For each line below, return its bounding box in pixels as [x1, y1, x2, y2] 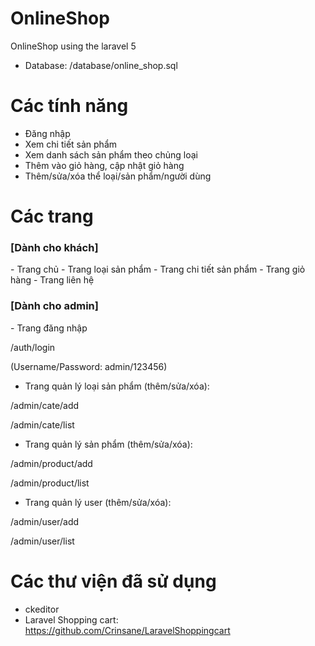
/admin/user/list [10, 535, 75, 547]
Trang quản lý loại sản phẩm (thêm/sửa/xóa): [24, 380, 210, 392]
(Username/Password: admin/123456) [10, 360, 168, 372]
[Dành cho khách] [10, 240, 99, 254]
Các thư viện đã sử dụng [10, 570, 217, 592]
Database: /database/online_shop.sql [24, 59, 178, 71]
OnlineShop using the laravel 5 [10, 40, 137, 52]
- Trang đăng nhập [10, 322, 88, 334]
